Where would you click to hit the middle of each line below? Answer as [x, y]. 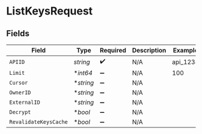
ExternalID [25, 102]
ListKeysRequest [50, 11]
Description [149, 50]
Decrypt [20, 112]
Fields [18, 33]
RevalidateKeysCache [38, 122]
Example [185, 50]
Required [113, 50]
